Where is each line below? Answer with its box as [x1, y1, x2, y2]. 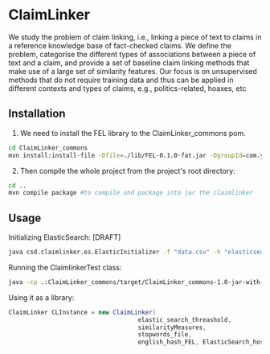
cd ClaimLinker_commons [8, 143, 88, 152]
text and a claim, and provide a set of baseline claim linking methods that [8, 58, 250, 68]
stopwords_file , [137, 331, 193, 339]
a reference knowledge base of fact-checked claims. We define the [8, 40, 231, 50]
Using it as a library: [8, 292, 75, 303]
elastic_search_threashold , [137, 315, 231, 323]
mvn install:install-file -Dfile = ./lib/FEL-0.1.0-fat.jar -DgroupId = [8, 151, 247, 159]
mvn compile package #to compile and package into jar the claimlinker [8, 189, 253, 197]
